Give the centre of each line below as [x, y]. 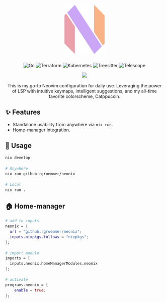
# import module [22, 253]
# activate [17, 279]
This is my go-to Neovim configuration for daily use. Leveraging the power [85, 85]
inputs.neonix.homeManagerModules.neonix [54, 264]
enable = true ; [30, 290]
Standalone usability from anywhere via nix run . [63, 124]
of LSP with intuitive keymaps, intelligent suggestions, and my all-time [85, 91]
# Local [13, 184]
